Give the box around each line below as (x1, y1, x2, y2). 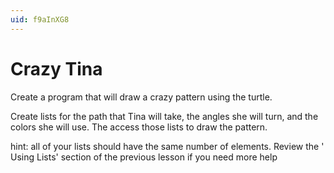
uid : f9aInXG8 (10, 14, 70, 25)
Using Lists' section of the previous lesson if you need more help (10, 151, 278, 163)
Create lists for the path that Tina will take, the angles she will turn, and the (10, 110, 319, 122)
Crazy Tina (10, 57, 103, 80)
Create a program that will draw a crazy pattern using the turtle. (10, 91, 273, 103)
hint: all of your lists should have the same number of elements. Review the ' (10, 140, 325, 152)
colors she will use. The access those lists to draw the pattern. (10, 121, 268, 133)
